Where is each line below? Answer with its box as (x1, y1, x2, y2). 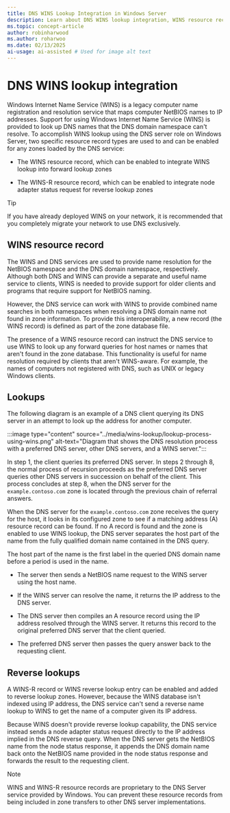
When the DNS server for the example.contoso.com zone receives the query (7, 508, 219, 516)
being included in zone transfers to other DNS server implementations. (7, 798, 207, 806)
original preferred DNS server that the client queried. (16, 626, 166, 635)
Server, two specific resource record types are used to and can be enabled (7, 137, 219, 145)
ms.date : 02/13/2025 (7, 42, 66, 49)
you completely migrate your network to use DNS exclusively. (7, 219, 181, 227)
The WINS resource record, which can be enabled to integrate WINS (16, 157, 210, 165)
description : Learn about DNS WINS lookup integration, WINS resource (7, 16, 213, 23)
